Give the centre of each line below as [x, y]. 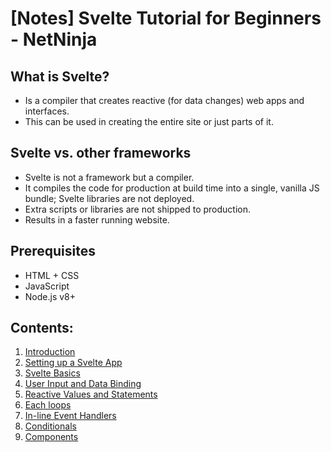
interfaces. [47, 111]
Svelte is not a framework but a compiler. [109, 177]
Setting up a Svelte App [73, 363]
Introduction [50, 352]
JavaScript [47, 286]
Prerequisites [53, 251]
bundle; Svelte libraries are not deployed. [109, 198]
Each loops [48, 405]
